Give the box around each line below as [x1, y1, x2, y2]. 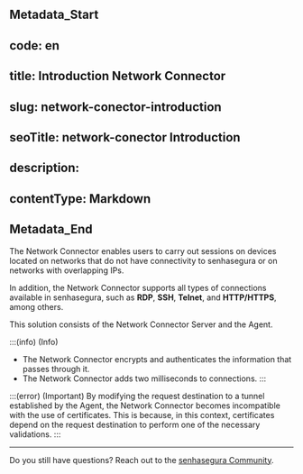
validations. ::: [9, 428, 61, 440]
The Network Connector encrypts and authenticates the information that [22, 353, 292, 364]
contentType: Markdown [9, 191, 151, 206]
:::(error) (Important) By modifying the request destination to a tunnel [9, 390, 265, 401]
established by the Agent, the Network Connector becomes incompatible [9, 400, 281, 411]
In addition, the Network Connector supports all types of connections [9, 282, 267, 293]
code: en [9, 38, 60, 53]
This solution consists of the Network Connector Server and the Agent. [9, 319, 273, 330]
